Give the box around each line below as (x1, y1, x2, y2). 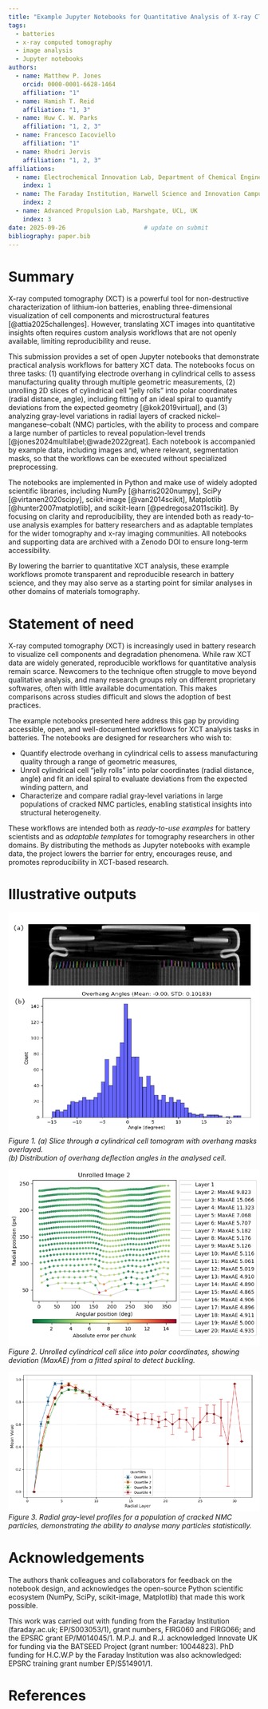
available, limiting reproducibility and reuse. (8, 337, 152, 346)
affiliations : (8, 165, 56, 173)
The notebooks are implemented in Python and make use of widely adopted (8, 478, 258, 488)
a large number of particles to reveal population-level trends (8, 428, 206, 438)
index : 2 (22, 198, 52, 207)
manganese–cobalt (8, 420, 71, 429)
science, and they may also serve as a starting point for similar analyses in (8, 578, 253, 588)
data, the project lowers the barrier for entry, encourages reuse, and (8, 849, 233, 858)
